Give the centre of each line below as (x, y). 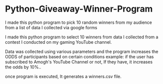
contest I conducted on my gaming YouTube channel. (58, 42)
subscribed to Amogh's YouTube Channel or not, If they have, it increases (79, 62)
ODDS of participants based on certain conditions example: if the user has (80, 56)
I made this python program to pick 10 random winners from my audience (79, 22)
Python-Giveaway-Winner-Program (79, 9)
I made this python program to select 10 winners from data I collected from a (82, 37)
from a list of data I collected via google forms (51, 27)
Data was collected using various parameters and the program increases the (82, 51)
